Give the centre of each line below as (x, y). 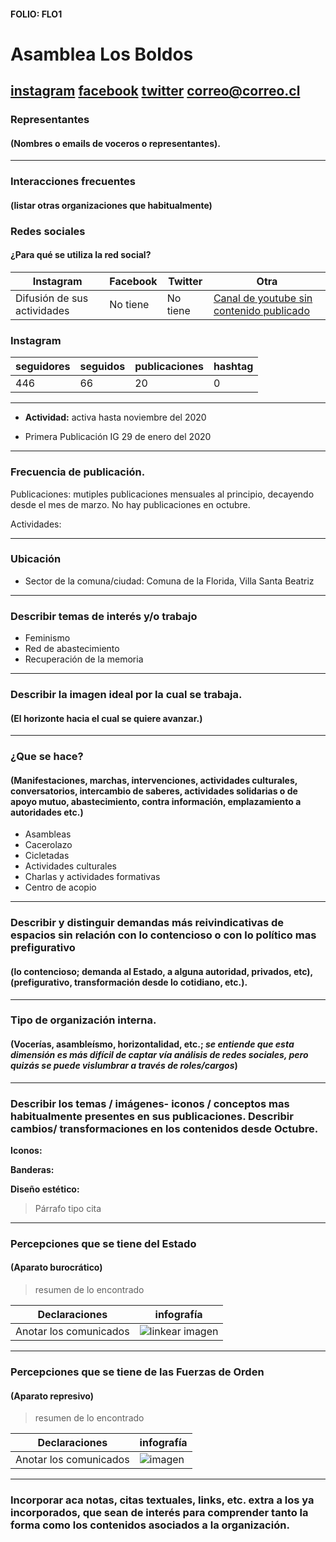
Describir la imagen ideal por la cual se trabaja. (126, 695)
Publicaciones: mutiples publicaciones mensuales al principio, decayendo (162, 494)
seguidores (43, 367)
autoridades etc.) (47, 812)
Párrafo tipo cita (68, 1208)
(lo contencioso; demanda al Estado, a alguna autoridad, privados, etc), (161, 971)
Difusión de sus (52, 298)
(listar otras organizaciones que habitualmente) (111, 205)
